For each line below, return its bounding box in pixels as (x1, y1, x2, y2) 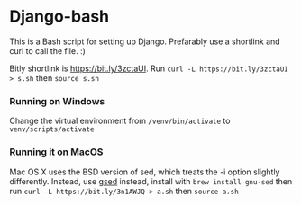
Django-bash (9, 6, 110, 27)
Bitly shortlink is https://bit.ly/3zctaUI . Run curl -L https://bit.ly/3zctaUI (9, 63, 288, 74)
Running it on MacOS (9, 146, 104, 158)
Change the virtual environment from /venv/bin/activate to (9, 115, 231, 127)
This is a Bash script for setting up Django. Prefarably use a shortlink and (9, 36, 281, 47)
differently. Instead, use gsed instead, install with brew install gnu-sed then (9, 175, 293, 186)
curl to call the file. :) (9, 45, 86, 56)
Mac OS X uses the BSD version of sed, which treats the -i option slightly (9, 166, 280, 177)
